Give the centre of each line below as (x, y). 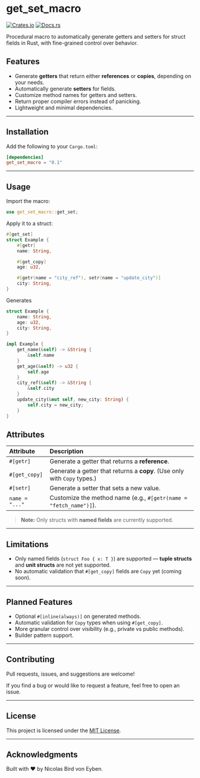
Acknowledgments (42, 754)
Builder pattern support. (44, 635)
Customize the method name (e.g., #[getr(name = (118, 498)
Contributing (30, 660)
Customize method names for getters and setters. (76, 95)
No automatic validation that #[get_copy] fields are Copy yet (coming (98, 571)
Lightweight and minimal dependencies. (64, 107)
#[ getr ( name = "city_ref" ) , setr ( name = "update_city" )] (89, 278)
